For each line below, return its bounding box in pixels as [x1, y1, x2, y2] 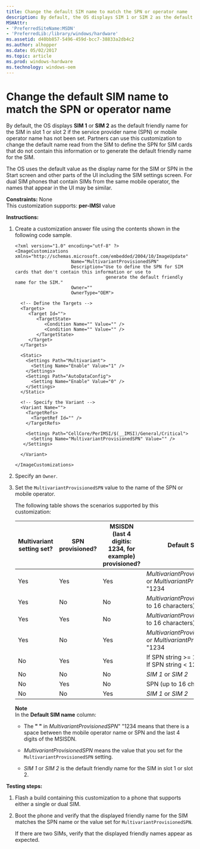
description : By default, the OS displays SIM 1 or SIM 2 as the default [6, 14, 193, 20]
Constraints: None [6, 196, 52, 203]
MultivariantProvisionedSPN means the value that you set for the [23, 747, 183, 754]
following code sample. [14, 232, 73, 239]
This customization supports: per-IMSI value [6, 202, 116, 209]
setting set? [18, 545, 54, 553]
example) [108, 552, 136, 561]
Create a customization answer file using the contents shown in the [14, 225, 180, 232]
